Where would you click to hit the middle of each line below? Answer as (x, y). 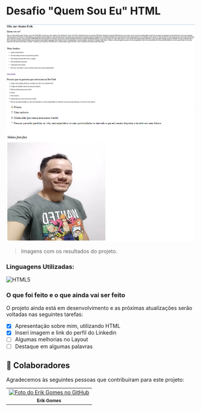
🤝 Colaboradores (38, 365)
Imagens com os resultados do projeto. (69, 251)
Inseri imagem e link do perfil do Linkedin (66, 333)
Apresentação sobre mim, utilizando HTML (68, 326)
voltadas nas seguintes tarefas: (45, 314)
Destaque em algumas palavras (54, 346)
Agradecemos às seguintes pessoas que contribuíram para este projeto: (95, 380)
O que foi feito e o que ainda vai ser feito (66, 295)
